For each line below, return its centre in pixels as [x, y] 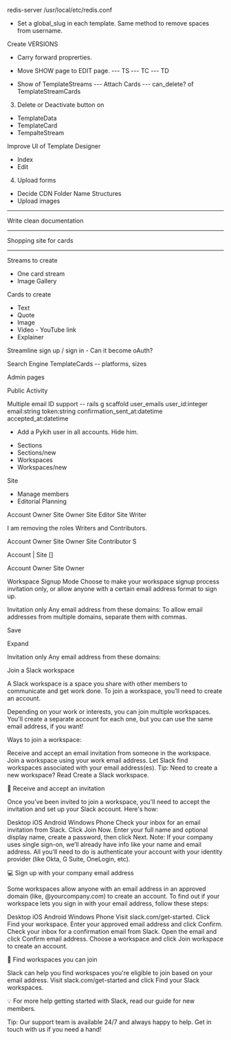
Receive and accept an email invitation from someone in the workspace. [109, 753]
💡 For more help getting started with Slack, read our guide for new [101, 1001]
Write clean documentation [45, 221]
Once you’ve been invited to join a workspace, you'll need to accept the [109, 802]
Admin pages [26, 377]
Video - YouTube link [47, 330]
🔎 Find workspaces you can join [52, 959]
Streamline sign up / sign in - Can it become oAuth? [80, 350]
